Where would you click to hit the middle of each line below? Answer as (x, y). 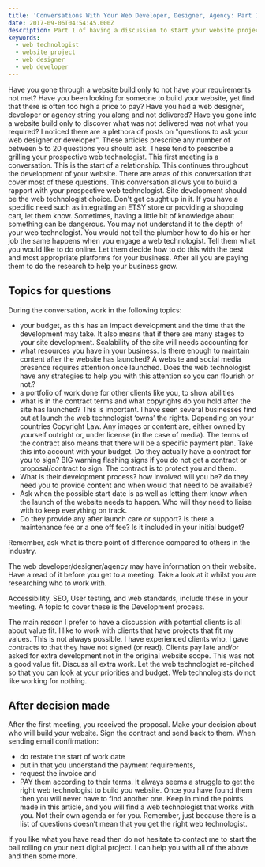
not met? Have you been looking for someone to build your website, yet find (131, 98)
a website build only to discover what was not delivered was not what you (128, 123)
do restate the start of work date (72, 757)
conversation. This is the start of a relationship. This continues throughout (128, 165)
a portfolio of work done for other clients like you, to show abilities (127, 392)
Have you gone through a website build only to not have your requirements (130, 89)
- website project (46, 52)
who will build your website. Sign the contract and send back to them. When (132, 733)
